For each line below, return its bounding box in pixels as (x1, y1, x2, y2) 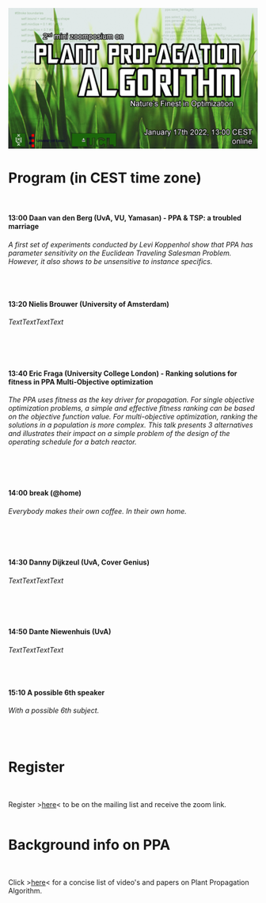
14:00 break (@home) (8, 488, 82, 498)
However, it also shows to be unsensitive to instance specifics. (8, 256, 213, 266)
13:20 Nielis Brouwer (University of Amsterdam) (8, 299, 170, 308)
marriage (8, 222, 40, 231)
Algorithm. (8, 886, 42, 895)
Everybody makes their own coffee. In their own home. (8, 507, 188, 516)
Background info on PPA (8, 836, 171, 854)
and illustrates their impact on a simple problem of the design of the (8, 429, 230, 438)
